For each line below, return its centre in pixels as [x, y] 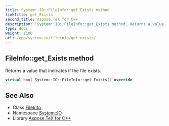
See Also [19, 96]
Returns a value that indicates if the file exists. [53, 71]
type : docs [17, 29]
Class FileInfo [27, 108]
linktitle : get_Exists [29, 15]
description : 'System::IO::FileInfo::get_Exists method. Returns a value [85, 24]
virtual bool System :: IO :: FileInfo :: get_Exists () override [69, 80]
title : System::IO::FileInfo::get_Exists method [57, 10]
